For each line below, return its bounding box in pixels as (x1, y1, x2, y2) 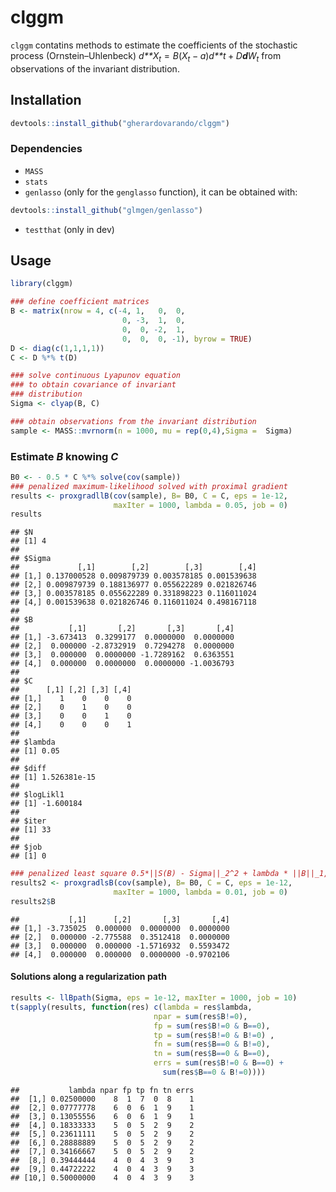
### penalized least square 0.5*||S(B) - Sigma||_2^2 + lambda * (10, 869, 288, 879)
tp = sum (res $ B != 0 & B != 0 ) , (153, 1030, 275, 1040)
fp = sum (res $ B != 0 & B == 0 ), (153, 1021, 271, 1031)
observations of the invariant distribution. (10, 62, 180, 75)
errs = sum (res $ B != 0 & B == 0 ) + (153, 1058, 284, 1068)
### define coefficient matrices (10, 297, 150, 307)
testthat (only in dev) (24, 223, 115, 235)
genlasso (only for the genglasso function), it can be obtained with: (24, 186, 298, 198)
